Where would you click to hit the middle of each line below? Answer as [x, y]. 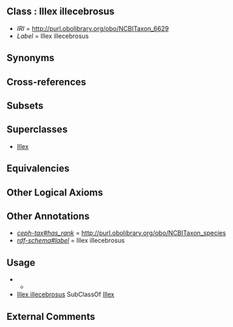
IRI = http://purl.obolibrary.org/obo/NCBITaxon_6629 [93, 28]
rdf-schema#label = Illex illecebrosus [71, 241]
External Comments [51, 316]
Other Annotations [48, 216]
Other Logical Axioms [55, 192]
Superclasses [37, 129]
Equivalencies [38, 169]
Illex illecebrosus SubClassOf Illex [66, 295]
